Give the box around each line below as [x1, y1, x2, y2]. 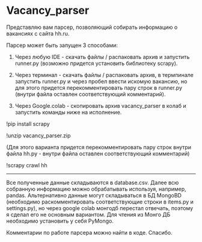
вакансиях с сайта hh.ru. [6, 29, 70, 37]
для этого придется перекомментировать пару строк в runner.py [14, 84, 182, 91]
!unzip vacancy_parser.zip [6, 132, 71, 139]
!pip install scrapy [6, 120, 50, 127]
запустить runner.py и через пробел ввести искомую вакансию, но [14, 78, 188, 85]
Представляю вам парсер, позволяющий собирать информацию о [6, 23, 178, 31]
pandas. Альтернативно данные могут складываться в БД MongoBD [6, 191, 182, 199]
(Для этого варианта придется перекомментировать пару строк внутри [6, 143, 191, 150]
